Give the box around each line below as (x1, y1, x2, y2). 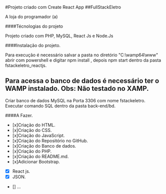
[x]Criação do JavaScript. (12, 132, 65, 138)
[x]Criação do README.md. (12, 153, 69, 159)
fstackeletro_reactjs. (5, 63, 47, 68)
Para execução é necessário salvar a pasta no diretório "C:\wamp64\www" (5, 52, 159, 58)
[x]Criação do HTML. (12, 122, 55, 128)
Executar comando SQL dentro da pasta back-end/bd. (5, 103, 116, 109)
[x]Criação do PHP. (12, 148, 52, 154)
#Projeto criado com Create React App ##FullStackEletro (5, 4, 121, 10)
